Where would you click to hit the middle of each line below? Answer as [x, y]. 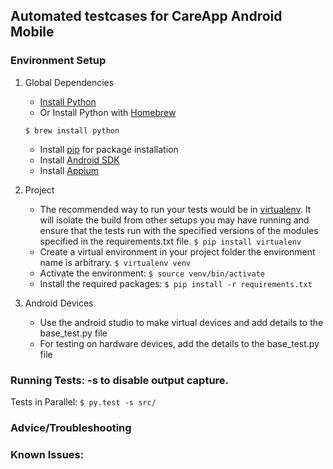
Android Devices [59, 303]
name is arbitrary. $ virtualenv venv [115, 262]
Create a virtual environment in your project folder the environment [177, 251]
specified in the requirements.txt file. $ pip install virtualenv [170, 241]
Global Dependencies [69, 82]
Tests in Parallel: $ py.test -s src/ [83, 401]
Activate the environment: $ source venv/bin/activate [152, 273]
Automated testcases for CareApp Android [146, 16]
